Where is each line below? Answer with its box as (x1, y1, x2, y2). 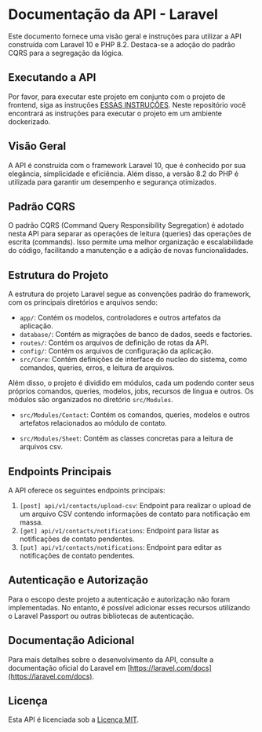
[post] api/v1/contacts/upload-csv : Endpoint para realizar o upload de (19, 501, 252, 510)
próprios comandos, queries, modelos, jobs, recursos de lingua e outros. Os (8, 386, 254, 396)
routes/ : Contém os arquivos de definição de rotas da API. (19, 338, 209, 347)
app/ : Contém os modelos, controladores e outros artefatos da (19, 313, 221, 323)
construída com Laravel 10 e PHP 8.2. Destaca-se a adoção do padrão (8, 39, 235, 49)
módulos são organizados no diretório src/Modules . (8, 395, 174, 404)
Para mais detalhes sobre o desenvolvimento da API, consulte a (8, 654, 214, 664)
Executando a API (8, 71, 96, 84)
